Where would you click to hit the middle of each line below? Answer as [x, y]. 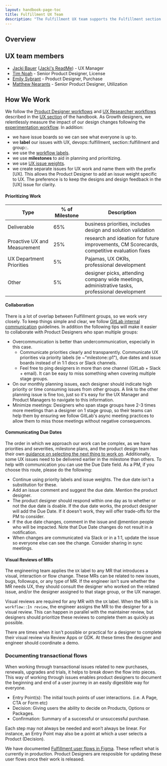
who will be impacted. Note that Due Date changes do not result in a [82, 527]
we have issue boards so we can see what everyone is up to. [75, 137]
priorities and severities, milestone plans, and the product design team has [82, 449]
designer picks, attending [114, 273]
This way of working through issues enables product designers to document [83, 677]
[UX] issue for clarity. [34, 185]
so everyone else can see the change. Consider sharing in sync [77, 543]
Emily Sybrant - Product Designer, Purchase [57, 79]
